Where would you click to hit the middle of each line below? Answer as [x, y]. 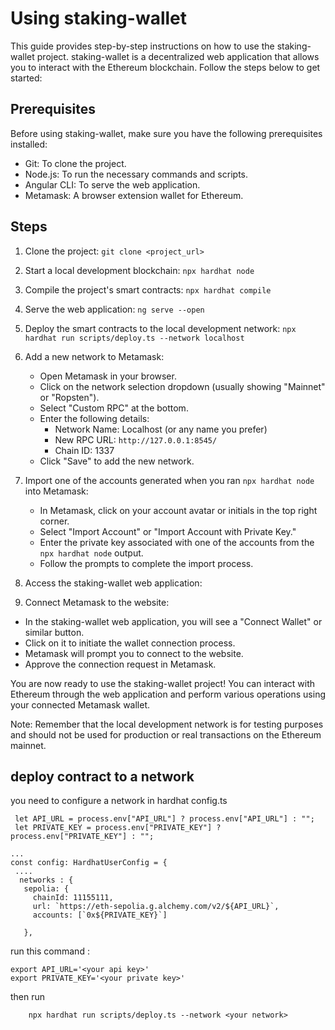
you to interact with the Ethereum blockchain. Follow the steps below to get [165, 67]
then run [28, 997]
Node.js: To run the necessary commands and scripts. [136, 174]
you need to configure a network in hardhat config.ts [119, 801]
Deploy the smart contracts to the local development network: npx [160, 328]
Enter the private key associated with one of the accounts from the [177, 542]
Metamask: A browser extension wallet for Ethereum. [134, 195]
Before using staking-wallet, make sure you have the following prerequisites [166, 133]
